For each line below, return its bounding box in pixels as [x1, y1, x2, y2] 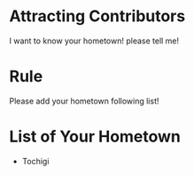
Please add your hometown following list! [9, 95, 159, 106]
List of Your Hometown [9, 126, 182, 147]
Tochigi [21, 156, 50, 166]
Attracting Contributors [9, 6, 186, 27]
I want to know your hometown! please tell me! [9, 35, 180, 46]
